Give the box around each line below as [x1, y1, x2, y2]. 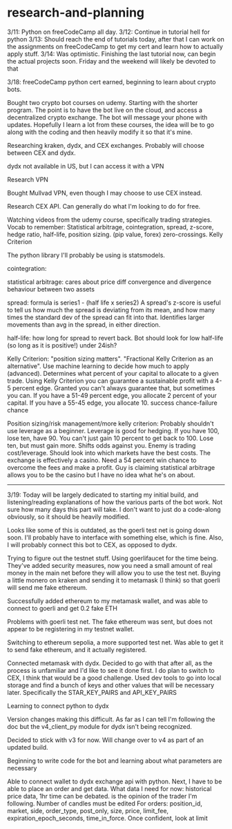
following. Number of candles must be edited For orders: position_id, [7, 799, 202, 808]
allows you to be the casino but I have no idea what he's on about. [7, 470, 195, 479]
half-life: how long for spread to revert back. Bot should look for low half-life [7, 334, 224, 342]
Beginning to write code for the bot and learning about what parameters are [7, 756, 222, 765]
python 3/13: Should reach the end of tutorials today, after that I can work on [7, 35, 224, 43]
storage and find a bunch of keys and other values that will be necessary [7, 680, 215, 689]
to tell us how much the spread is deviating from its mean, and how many [7, 305, 215, 314]
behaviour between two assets [7, 285, 95, 293]
